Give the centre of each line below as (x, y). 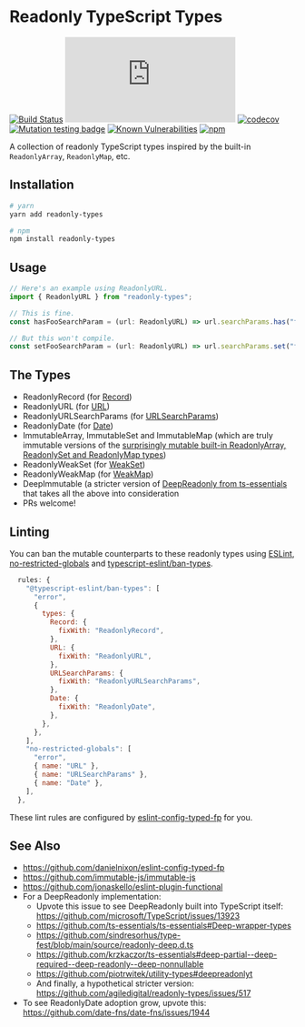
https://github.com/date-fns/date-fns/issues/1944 (116, 1012)
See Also (35, 846)
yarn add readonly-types (56, 214)
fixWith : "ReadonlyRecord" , (111, 631)
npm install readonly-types (63, 239)
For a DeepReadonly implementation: (92, 897)
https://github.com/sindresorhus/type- (108, 935)
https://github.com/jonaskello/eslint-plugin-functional (123, 887)
